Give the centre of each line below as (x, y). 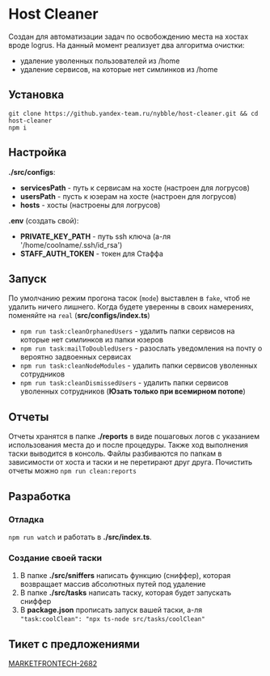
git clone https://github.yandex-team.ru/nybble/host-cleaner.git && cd (133, 113)
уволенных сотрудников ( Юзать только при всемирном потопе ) (133, 391)
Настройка (38, 153)
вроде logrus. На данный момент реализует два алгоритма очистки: (127, 45)
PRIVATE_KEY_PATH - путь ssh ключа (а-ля (95, 236)
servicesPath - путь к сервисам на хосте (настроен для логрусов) (135, 188)
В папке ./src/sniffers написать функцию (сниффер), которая (125, 576)
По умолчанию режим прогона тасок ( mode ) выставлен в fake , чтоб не (129, 298)
